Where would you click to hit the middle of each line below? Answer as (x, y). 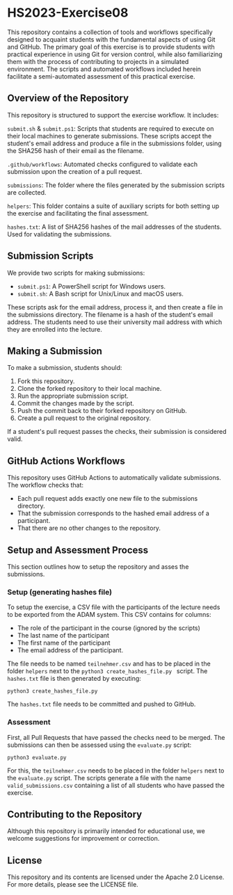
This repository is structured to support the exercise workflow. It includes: (113, 115)
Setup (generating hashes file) (60, 592)
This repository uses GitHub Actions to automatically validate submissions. (114, 478)
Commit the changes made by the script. (75, 403)
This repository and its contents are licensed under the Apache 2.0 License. (116, 877)
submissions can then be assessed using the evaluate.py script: (99, 745)
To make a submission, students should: (65, 368)
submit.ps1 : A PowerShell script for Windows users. (91, 286)
